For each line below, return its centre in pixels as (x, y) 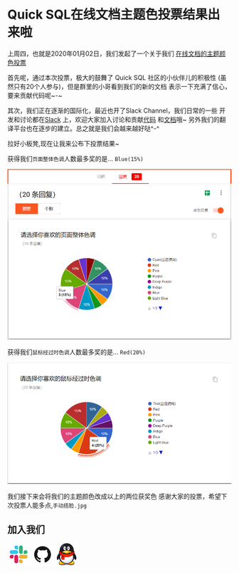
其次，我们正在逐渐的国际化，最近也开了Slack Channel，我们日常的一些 (113, 110)
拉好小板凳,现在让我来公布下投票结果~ (63, 143)
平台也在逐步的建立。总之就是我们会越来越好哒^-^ (86, 128)
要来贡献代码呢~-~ (35, 95)
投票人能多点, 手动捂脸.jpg (50, 505)
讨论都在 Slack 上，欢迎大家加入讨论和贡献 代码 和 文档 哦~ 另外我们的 (119, 119)
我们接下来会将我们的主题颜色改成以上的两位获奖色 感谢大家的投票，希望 (114, 496)
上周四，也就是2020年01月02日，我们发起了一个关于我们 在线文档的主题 (113, 53)
